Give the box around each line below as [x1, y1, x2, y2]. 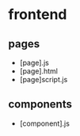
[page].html [19, 66, 58, 76]
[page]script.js [19, 75, 68, 84]
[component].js [19, 119, 70, 128]
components [8, 97, 73, 111]
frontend [8, 6, 67, 24]
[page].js [19, 58, 49, 67]
